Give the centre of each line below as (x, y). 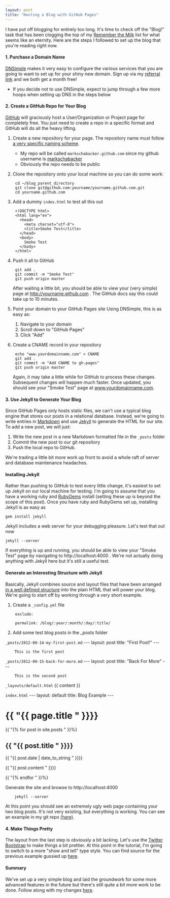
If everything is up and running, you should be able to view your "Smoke (81, 551)
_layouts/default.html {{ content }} (43, 685)
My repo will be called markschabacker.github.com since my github (89, 153)
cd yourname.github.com (40, 192)
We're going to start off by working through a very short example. (74, 595)
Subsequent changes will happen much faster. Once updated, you (82, 382)
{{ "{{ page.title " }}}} (52, 716)
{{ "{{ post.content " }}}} (31, 768)
